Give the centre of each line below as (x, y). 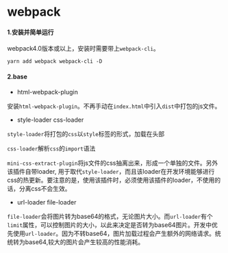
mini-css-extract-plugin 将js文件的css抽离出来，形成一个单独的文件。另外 (113, 163)
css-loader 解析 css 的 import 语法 (51, 148)
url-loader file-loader (47, 202)
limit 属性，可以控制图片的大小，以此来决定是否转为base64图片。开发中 (110, 225)
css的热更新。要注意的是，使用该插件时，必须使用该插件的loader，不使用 (111, 180)
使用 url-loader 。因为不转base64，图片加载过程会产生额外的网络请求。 (114, 233)
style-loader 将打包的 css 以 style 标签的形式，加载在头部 (86, 133)
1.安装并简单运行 (30, 32)
